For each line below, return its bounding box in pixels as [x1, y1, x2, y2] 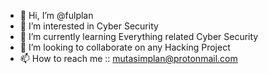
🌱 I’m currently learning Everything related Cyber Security [19, 31, 259, 42]
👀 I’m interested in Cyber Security [19, 20, 159, 32]
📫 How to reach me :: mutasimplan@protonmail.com [19, 53, 238, 64]
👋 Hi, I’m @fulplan [19, 10, 94, 21]
